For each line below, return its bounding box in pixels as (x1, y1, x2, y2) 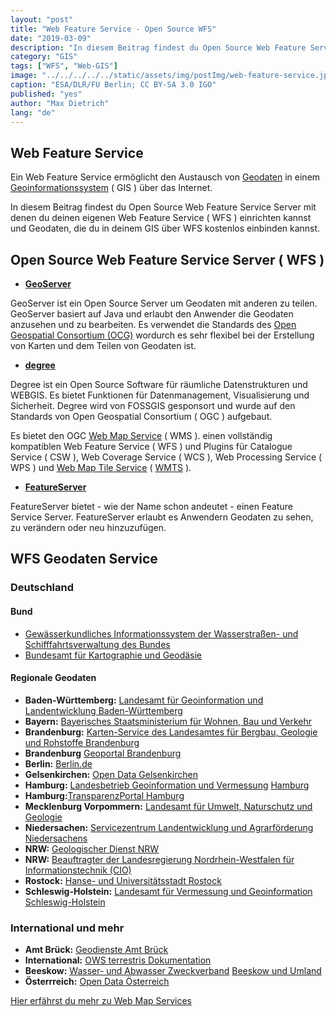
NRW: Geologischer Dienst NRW (24, 842, 160, 855)
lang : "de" (10, 107, 56, 118)
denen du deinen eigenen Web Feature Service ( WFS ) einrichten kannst (10, 212, 312, 224)
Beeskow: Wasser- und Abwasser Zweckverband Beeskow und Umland (24, 965, 322, 977)
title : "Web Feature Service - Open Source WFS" (10, 24, 217, 34)
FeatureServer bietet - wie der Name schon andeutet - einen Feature (10, 501, 293, 512)
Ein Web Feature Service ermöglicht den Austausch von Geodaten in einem (10, 171, 321, 183)
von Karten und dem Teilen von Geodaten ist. (10, 340, 197, 351)
